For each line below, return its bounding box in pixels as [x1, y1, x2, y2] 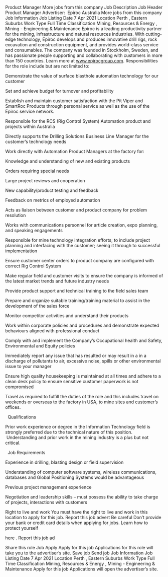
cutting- [145, 31, 162, 37]
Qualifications [7, 414, 37, 420]
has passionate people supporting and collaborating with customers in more [5, 52, 163, 58]
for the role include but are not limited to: [5, 63, 90, 69]
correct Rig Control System [5, 263, 61, 269]
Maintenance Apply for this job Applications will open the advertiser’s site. [5, 566, 158, 572]
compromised [5, 384, 34, 390]
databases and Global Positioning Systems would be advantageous [5, 474, 144, 480]
